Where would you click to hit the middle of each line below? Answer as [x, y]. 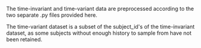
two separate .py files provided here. [52, 15]
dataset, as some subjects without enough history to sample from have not [99, 33]
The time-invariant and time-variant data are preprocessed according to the [100, 9]
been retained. [24, 39]
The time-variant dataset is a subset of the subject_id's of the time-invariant [100, 27]
